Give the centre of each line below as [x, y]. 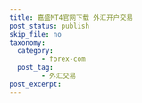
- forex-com [64, 59]
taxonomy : [28, 43]
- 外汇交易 [59, 76]
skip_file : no [36, 34]
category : [35, 51]
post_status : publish [50, 26]
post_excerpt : [36, 84]
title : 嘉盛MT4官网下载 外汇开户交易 [71, 17]
